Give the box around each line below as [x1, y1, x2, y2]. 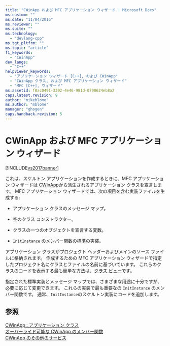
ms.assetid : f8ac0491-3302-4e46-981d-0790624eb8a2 [5, 88, 115, 93]
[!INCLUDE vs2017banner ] [5, 165, 59, 171]
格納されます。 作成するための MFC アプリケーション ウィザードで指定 [14, 255, 162, 261]
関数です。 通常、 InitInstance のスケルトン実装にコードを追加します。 [14, 291, 162, 297]
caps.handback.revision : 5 [5, 111, 62, 117]
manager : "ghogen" [5, 107, 44, 112]
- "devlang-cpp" [10, 36, 44, 41]
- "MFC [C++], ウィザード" [10, 83, 63, 88]
